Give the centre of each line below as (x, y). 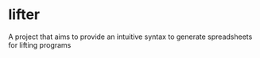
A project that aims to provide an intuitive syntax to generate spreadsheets (130, 37)
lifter (24, 15)
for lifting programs (40, 44)
